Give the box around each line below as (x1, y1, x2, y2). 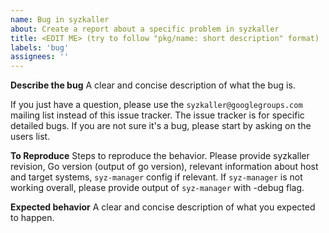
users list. (10, 131, 51, 143)
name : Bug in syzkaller (10, 14, 110, 25)
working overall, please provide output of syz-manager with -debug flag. (10, 182, 305, 194)
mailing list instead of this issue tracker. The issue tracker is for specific (10, 109, 305, 121)
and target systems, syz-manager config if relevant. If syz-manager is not (10, 171, 303, 183)
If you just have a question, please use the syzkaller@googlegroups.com (10, 99, 303, 111)
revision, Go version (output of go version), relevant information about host (10, 161, 319, 173)
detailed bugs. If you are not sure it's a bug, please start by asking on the (10, 120, 312, 132)
